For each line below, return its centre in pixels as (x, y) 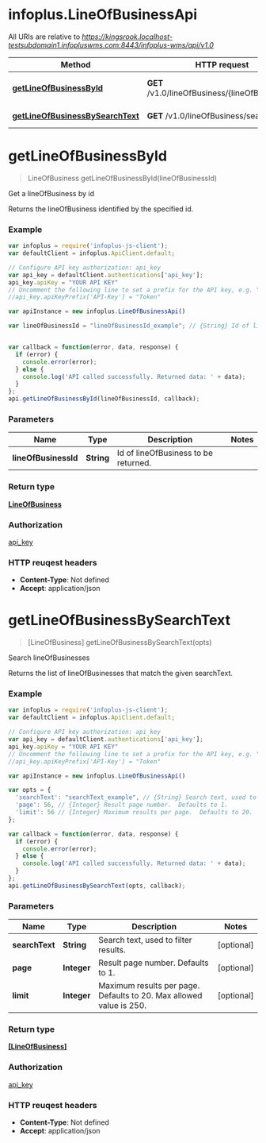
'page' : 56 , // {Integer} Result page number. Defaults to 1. (122, 805)
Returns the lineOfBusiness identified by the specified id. (101, 209)
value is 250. (123, 1006)
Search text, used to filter (145, 940)
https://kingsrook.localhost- (127, 37)
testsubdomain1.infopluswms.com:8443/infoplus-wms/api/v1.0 (111, 44)
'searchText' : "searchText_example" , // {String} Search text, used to (136, 797)
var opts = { (30, 790)
